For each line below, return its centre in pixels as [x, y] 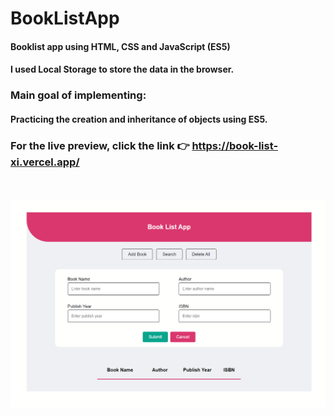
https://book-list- [235, 145]
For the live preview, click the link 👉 [100, 145]
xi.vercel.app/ [45, 162]
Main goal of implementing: [78, 95]
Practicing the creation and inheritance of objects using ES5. [139, 119]
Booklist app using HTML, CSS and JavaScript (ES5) [120, 46]
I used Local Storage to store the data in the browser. [122, 69]
